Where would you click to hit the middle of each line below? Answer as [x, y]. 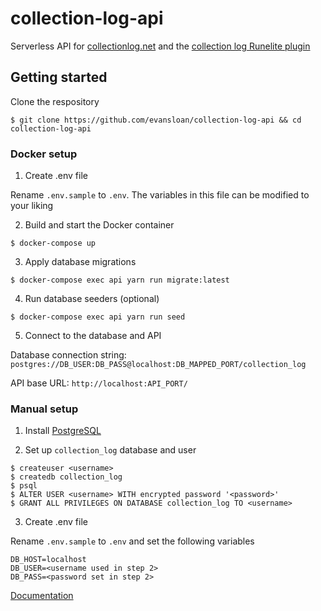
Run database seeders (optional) [92, 299]
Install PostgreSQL [63, 431]
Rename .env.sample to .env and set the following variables [132, 541]
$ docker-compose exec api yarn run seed [98, 317]
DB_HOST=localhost [48, 560]
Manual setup [44, 409]
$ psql [24, 486]
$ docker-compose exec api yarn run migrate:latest [120, 280]
